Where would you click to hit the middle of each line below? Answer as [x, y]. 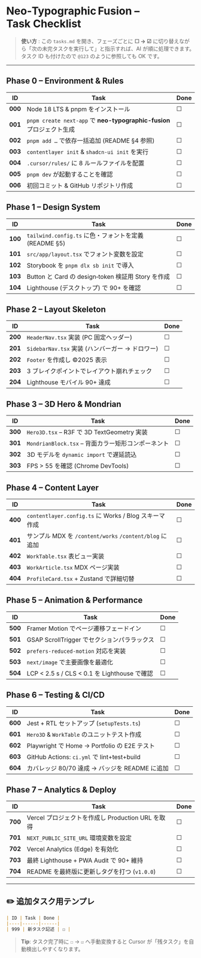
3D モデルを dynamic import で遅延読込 [82, 455]
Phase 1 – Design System [53, 207]
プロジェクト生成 [51, 129]
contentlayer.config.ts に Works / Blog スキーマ [96, 516]
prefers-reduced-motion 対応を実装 [76, 650]
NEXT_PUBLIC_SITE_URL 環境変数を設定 [79, 838]
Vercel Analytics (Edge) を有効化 [72, 849]
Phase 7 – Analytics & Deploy [61, 790]
